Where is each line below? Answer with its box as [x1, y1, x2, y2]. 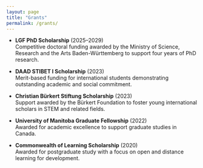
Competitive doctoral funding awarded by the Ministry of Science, [15, 43, 180, 50]
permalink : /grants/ [6, 20, 59, 26]
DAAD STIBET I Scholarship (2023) [15, 68, 105, 75]
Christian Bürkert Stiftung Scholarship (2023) [15, 92, 132, 100]
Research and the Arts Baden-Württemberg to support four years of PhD [15, 50, 196, 57]
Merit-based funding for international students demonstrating [15, 74, 168, 82]
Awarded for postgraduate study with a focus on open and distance [15, 148, 184, 155]
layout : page [6, 8, 39, 15]
